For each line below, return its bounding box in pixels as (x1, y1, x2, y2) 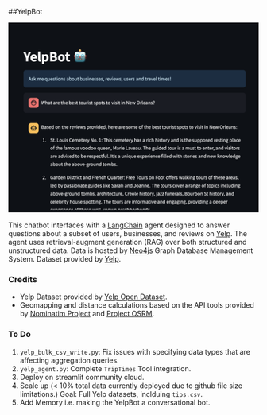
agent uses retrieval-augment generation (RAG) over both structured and (8, 237, 247, 246)
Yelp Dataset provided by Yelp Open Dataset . (19, 292, 168, 301)
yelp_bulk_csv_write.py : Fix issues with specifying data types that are (19, 347, 250, 356)
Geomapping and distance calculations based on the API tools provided (19, 301, 254, 310)
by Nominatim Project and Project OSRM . (19, 309, 155, 319)
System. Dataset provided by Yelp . (8, 254, 122, 263)
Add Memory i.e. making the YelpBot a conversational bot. (19, 398, 211, 407)
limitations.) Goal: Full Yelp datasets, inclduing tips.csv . (19, 389, 203, 398)
